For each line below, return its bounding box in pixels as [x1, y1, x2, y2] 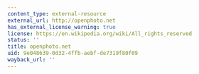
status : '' [7, 37, 40, 44]
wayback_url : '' [7, 56, 55, 63]
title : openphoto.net [7, 43, 72, 50]
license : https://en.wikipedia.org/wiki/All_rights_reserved [7, 30, 193, 37]
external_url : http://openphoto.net [7, 17, 116, 24]
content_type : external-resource [7, 10, 107, 18]
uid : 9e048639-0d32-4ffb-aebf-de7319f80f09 [7, 50, 139, 57]
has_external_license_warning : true [7, 23, 116, 30]
